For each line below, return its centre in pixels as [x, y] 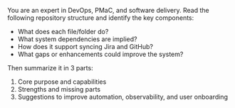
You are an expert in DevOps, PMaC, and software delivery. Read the [108, 10]
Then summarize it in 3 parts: [51, 68]
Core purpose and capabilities [62, 82]
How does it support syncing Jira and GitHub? [85, 47]
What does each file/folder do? [63, 32]
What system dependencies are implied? [77, 39]
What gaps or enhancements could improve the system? [100, 54]
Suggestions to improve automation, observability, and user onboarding [122, 97]
